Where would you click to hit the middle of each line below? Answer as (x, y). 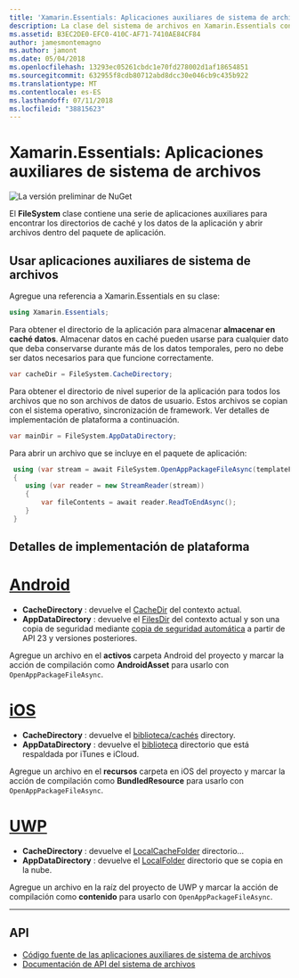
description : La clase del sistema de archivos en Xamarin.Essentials (143, 26)
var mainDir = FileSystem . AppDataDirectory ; (93, 436)
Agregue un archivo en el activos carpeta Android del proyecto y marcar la (147, 655)
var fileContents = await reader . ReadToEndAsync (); (139, 503)
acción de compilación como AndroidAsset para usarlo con (119, 665)
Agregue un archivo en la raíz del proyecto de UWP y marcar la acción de (144, 887)
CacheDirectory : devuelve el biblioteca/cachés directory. (129, 736)
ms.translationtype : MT (53, 84)
